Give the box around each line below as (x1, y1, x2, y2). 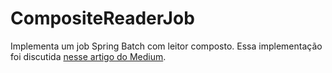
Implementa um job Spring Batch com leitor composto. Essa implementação (10, 40, 323, 52)
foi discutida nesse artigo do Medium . (10, 50, 167, 62)
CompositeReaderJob (10, 7, 195, 30)
